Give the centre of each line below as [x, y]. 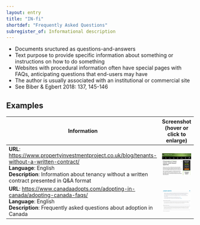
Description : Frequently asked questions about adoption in [81, 208]
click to [177, 134]
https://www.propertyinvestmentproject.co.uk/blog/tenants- [83, 155]
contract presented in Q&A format [50, 180]
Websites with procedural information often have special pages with [98, 68]
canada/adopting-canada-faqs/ [48, 195]
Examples [25, 105]
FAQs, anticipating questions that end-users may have [81, 74]
